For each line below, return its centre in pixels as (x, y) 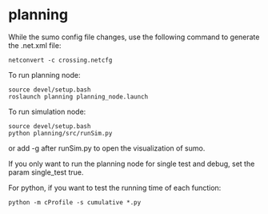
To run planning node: (45, 75)
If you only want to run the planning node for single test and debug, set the (132, 164)
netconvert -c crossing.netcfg (60, 60)
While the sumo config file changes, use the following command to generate (134, 37)
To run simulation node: (47, 111)
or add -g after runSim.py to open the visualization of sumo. (107, 148)
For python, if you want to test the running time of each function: (115, 188)
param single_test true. (46, 172)
